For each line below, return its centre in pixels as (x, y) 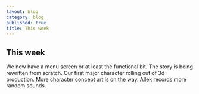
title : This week (28, 28)
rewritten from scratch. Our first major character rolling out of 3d (85, 73)
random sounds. (26, 86)
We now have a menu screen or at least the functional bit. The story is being (100, 67)
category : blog (25, 17)
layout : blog (22, 12)
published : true (26, 23)
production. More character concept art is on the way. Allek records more (96, 79)
